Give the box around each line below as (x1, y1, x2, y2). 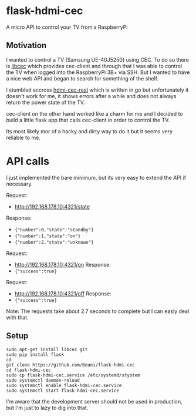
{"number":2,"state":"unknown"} (14, 239, 94, 245)
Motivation (6, 41, 47, 51)
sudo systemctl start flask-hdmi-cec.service (6, 388, 119, 394)
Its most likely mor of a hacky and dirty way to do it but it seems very (6, 127, 173, 134)
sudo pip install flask (6, 351, 65, 358)
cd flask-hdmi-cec (6, 367, 51, 373)
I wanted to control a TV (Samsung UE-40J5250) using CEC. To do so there (6, 56, 190, 63)
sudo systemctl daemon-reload (6, 377, 80, 383)
